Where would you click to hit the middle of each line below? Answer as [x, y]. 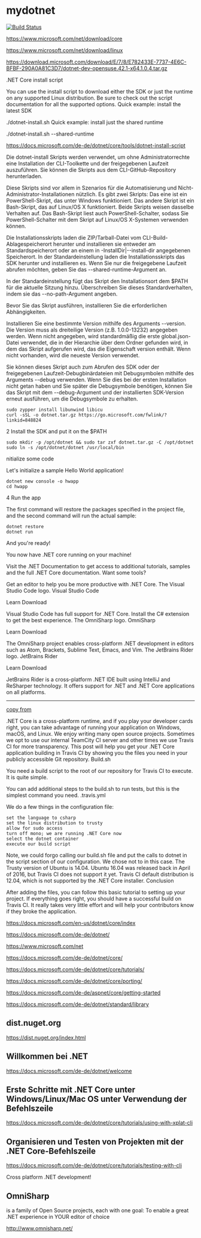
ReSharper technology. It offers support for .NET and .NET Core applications [100, 686]
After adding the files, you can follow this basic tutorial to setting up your [96, 892]
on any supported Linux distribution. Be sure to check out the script [89, 98]
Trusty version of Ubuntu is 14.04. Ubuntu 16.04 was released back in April [98, 867]
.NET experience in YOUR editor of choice [58, 1217]
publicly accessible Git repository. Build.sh [59, 759]
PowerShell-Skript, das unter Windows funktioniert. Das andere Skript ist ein [100, 200]
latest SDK [19, 110]
